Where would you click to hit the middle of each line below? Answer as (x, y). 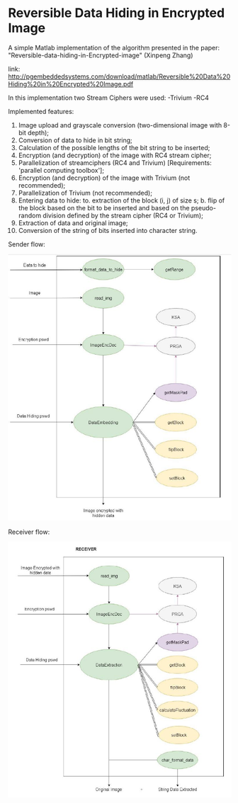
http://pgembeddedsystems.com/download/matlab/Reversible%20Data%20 (119, 76)
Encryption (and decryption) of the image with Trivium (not (104, 178)
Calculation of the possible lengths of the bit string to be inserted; (114, 147)
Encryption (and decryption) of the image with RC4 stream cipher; (115, 155)
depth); (38, 132)
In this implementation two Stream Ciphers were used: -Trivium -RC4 (109, 98)
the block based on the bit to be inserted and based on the (104, 207)
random (30, 215)
